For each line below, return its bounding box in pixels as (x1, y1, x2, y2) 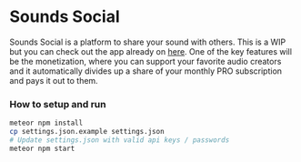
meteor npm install (9, 118, 84, 128)
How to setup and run (9, 97, 106, 110)
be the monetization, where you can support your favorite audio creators (9, 56, 282, 66)
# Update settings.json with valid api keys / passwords (9, 135, 230, 145)
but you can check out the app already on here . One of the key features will (9, 46, 293, 56)
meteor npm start (9, 144, 75, 153)
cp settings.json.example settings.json (9, 127, 166, 137)
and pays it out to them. (9, 75, 98, 86)
